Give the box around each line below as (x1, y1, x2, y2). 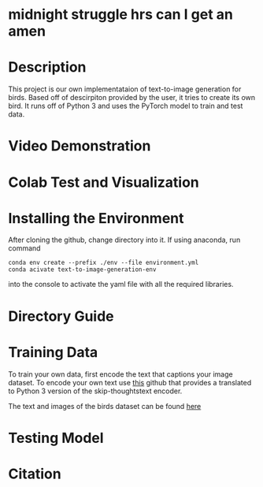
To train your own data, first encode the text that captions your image (8, 369, 234, 379)
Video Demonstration (8, 137, 151, 155)
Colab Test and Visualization (8, 173, 199, 191)
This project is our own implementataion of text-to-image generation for (8, 84, 242, 94)
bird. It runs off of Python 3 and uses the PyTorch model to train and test (8, 101, 243, 111)
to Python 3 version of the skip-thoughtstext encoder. (8, 386, 183, 396)
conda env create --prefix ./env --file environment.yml (8, 258, 199, 267)
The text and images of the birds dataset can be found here (8, 401, 202, 411)
